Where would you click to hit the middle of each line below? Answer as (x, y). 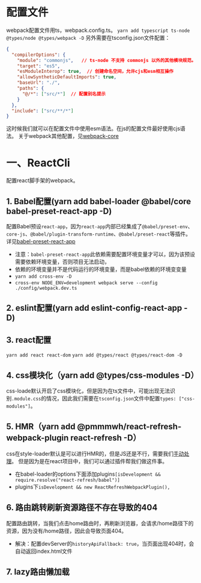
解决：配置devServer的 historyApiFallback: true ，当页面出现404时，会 (104, 543)
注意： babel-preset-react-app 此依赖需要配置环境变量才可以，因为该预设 (105, 254)
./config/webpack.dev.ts (46, 288)
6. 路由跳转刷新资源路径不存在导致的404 (82, 507)
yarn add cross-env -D (43, 277)
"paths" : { (31, 89)
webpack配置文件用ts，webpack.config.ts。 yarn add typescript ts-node (98, 30)
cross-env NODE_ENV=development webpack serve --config (86, 283)
